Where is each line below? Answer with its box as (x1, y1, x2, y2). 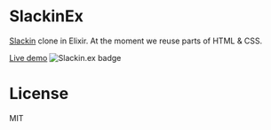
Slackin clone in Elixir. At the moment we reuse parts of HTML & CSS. (9, 35, 263, 46)
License (9, 84, 69, 103)
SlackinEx (9, 6, 84, 27)
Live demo (9, 52, 48, 63)
